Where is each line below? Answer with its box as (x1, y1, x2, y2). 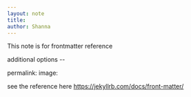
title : (7, 17, 26, 24)
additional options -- (7, 55, 66, 64)
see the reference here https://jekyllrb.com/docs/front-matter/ (7, 82, 184, 91)
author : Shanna (7, 23, 51, 30)
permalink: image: (7, 69, 59, 77)
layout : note (7, 10, 45, 17)
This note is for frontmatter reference (7, 42, 113, 51)
